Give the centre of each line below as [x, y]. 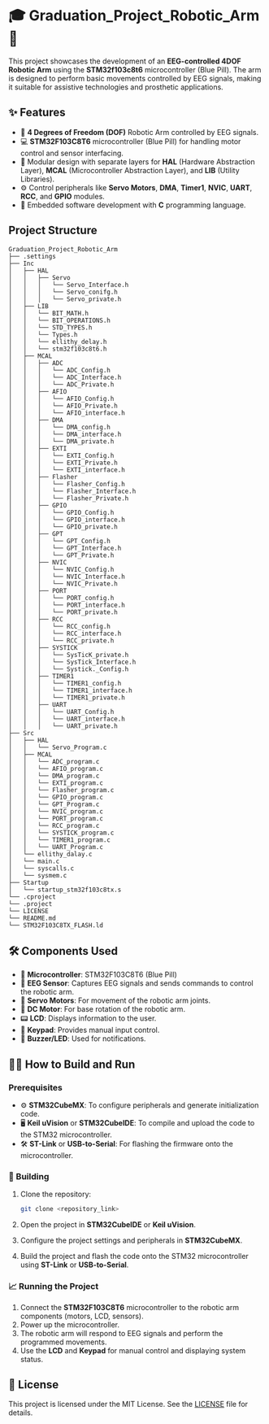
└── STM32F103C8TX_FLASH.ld [56, 925]
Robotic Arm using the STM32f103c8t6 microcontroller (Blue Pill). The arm [135, 69]
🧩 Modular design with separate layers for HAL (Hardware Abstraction [137, 161]
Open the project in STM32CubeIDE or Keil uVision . [108, 1225]
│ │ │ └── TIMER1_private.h [67, 697]
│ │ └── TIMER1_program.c [60, 840]
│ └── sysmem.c [38, 875]
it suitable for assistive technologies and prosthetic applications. [116, 87]
